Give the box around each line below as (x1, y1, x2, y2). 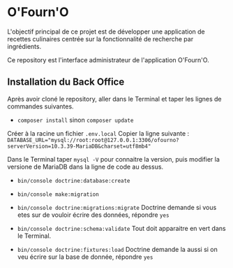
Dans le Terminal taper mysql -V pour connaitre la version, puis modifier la (7, 155, 220, 163)
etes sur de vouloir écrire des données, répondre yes (17, 211, 170, 219)
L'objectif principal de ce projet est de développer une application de (7, 27, 206, 36)
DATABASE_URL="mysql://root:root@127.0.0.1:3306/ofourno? (7, 136, 179, 143)
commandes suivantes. (7, 102, 75, 111)
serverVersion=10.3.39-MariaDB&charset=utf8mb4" (7, 143, 151, 150)
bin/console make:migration (17, 190, 99, 198)
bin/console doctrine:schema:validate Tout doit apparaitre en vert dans (17, 224, 226, 232)
